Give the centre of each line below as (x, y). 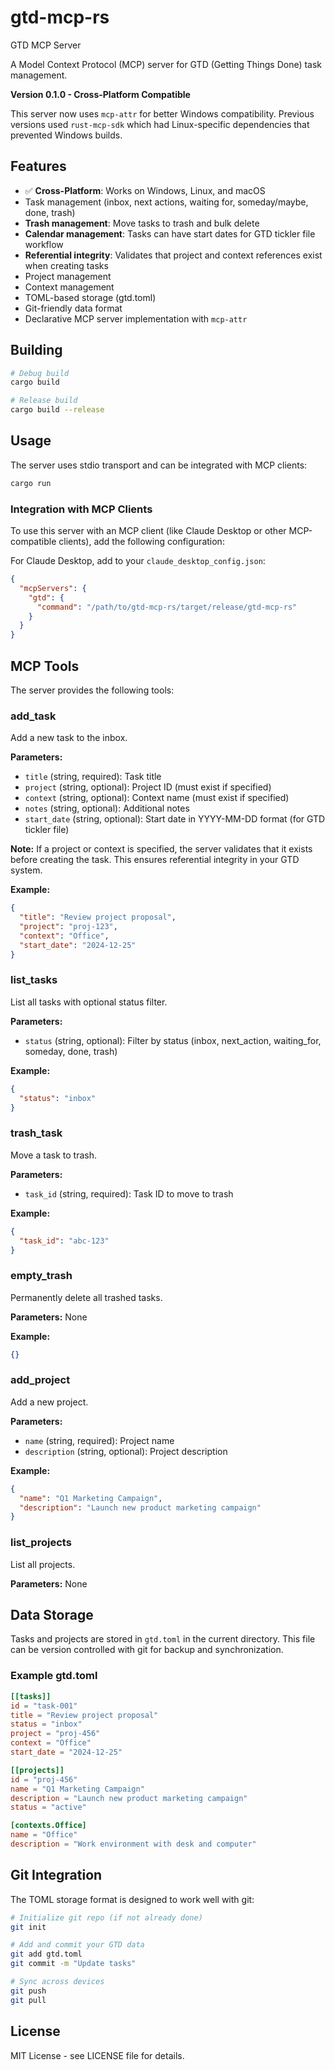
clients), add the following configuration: (141, 542)
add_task (33, 716)
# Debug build (40, 373)
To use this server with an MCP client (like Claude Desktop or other (148, 531)
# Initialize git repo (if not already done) (106, 1917)
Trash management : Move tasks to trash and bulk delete (142, 223)
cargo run (31, 483)
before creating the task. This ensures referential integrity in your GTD (155, 860)
